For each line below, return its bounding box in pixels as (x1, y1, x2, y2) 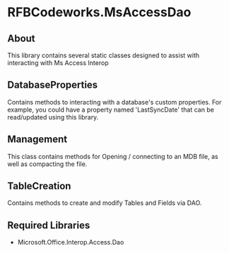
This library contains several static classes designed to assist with (7, 51, 200, 59)
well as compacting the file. (7, 160, 88, 168)
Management (7, 134, 68, 146)
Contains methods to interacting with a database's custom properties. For (7, 98, 222, 106)
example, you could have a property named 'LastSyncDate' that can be (7, 105, 214, 114)
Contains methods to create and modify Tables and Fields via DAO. (7, 199, 202, 207)
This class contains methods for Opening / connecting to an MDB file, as (7, 152, 218, 160)
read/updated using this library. (7, 112, 99, 121)
